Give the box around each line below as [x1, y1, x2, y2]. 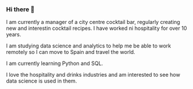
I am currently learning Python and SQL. [6, 60, 104, 67]
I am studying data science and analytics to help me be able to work [6, 42, 171, 49]
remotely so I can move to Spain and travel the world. [6, 49, 135, 56]
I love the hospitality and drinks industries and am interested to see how [6, 71, 181, 78]
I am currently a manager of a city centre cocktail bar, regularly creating [6, 19, 181, 26]
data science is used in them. [6, 77, 78, 84]
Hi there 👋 [6, 5, 35, 13]
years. [6, 31, 22, 38]
